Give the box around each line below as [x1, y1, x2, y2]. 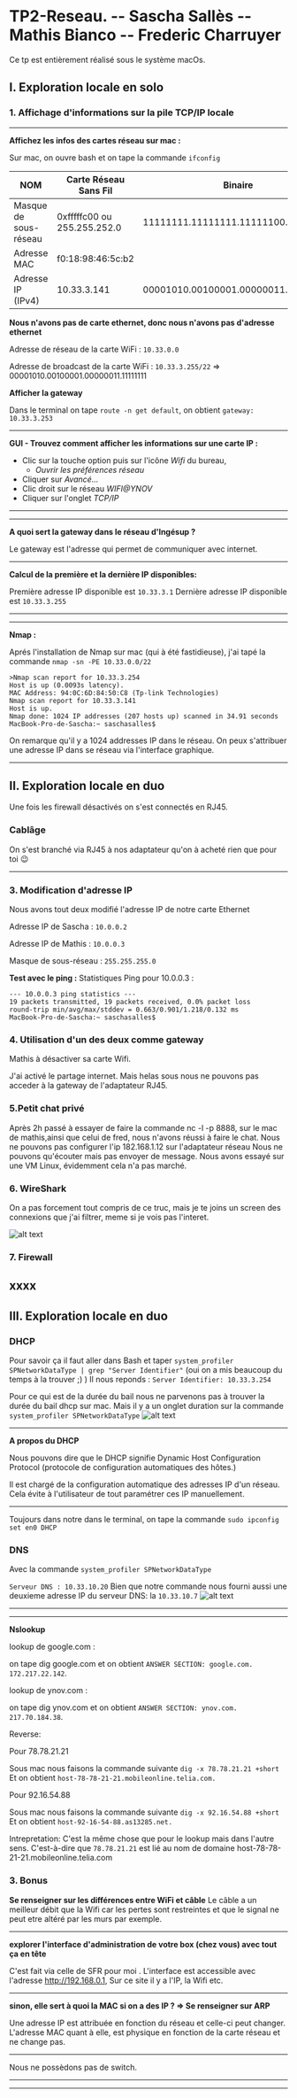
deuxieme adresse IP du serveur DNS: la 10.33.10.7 [9, 1591, 199, 1601]
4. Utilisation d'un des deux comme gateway [9, 1034, 204, 1046]
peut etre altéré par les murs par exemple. [9, 1913, 162, 1924]
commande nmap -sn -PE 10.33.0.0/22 [9, 655, 152, 666]
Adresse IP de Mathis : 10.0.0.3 [9, 939, 126, 949]
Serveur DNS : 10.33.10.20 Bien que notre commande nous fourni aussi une [9, 1581, 287, 1591]
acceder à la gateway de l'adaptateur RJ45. [9, 1080, 168, 1091]
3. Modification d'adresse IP [9, 884, 133, 896]
